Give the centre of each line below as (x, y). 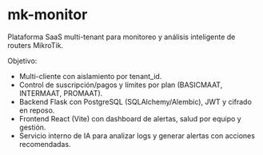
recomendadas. (45, 144)
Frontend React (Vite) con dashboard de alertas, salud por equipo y (130, 118)
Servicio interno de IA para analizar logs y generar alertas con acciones (137, 135)
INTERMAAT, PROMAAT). (61, 93)
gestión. (32, 127)
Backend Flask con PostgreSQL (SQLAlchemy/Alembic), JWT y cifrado (135, 101)
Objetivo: (22, 61)
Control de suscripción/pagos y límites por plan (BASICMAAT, (121, 85)
